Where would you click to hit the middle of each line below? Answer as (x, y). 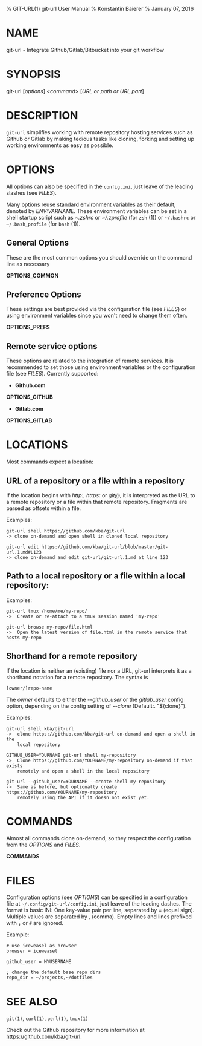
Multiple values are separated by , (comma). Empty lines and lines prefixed (99, 917)
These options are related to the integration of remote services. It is (90, 361)
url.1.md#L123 (24, 552)
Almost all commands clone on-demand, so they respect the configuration (99, 838)
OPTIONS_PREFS (28, 327)
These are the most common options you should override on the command (99, 257)
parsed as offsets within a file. (44, 508)
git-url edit (23, 547)
